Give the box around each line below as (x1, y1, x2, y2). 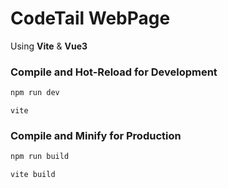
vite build (10, 170, 56, 180)
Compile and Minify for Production (10, 129, 182, 143)
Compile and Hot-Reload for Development (10, 65, 218, 79)
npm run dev (10, 88, 60, 98)
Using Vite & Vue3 (10, 40, 88, 52)
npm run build (10, 152, 70, 162)
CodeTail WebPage (10, 7, 171, 30)
